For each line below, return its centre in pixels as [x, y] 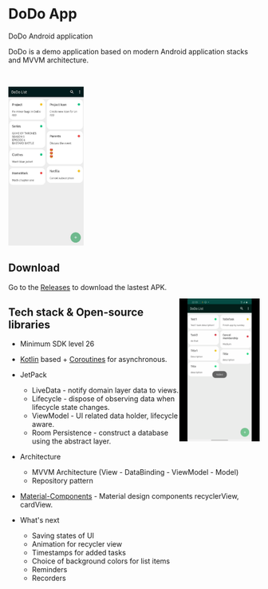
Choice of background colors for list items [100, 561]
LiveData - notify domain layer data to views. [105, 390]
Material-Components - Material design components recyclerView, [129, 496]
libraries [29, 325]
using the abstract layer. [71, 441]
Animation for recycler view [77, 544]
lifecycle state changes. [71, 408]
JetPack [33, 375]
